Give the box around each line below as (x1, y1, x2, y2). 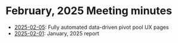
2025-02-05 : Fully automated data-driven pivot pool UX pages (14, 24, 169, 31)
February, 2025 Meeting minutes (5, 4, 173, 18)
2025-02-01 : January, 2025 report (14, 29, 100, 37)
